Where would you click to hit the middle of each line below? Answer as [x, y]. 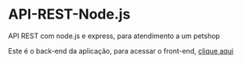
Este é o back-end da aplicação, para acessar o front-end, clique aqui [121, 51]
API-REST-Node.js [69, 14]
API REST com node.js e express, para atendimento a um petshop [114, 36]
